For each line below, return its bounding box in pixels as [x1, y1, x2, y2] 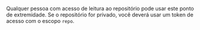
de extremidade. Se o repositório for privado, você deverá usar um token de [6, 11, 193, 18]
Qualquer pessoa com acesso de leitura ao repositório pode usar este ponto [6, 5, 195, 12]
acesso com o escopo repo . [6, 18, 75, 24]
